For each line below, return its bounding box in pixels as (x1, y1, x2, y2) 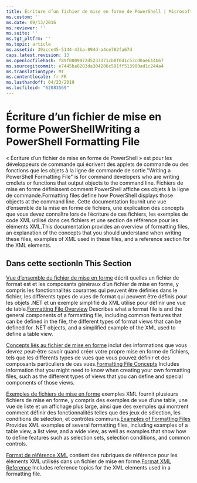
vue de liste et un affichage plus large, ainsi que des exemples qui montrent (6, 403, 189, 410)
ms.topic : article (6, 42, 51, 47)
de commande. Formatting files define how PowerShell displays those (6, 192, 174, 199)
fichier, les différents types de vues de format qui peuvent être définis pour (6, 292, 188, 300)
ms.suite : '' (6, 30, 38, 36)
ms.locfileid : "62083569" (6, 85, 69, 91)
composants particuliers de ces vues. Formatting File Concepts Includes (6, 360, 180, 367)
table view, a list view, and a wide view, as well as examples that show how (6, 427, 186, 434)
